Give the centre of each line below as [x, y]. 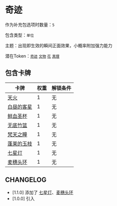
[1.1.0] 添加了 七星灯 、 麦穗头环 [43, 192]
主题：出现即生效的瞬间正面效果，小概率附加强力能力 [59, 45]
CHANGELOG [26, 180]
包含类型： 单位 [20, 35]
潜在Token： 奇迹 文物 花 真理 [32, 56]
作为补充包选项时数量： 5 [30, 25]
